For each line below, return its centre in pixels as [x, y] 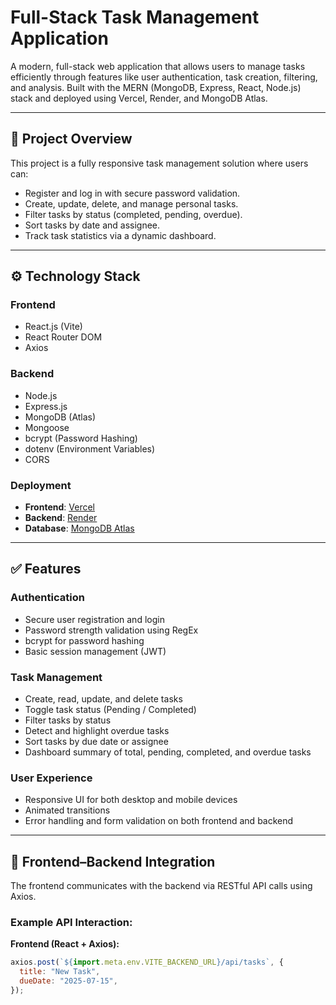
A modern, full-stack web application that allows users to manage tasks [158, 66]
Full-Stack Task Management [135, 17]
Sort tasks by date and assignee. [92, 225]
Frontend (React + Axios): [65, 944]
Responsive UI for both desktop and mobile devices [131, 800]
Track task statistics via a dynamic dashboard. [120, 235]
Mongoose [47, 427]
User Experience [51, 778]
